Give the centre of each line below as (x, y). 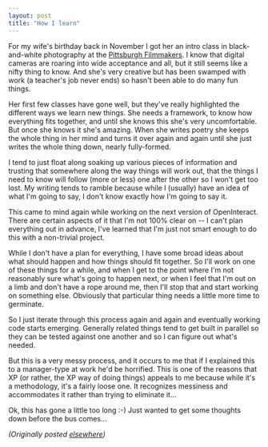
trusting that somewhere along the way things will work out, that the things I (133, 171)
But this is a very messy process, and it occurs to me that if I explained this (132, 360)
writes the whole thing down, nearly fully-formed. (90, 147)
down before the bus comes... (58, 418)
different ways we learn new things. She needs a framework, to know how (130, 112)
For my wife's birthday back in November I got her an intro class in (118, 46)
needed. (22, 344)
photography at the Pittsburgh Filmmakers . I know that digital (144, 54)
